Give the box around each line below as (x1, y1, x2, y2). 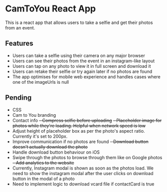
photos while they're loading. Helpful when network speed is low (12, 123, 146, 129)
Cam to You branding (12, 112, 56, 118)
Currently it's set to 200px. (12, 133, 68, 139)
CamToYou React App (5, 3, 96, 14)
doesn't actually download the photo (12, 144, 88, 150)
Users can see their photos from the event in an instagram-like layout (12, 58, 155, 64)
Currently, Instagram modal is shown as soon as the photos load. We (12, 165, 154, 171)
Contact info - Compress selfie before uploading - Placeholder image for (12, 117, 162, 123)
